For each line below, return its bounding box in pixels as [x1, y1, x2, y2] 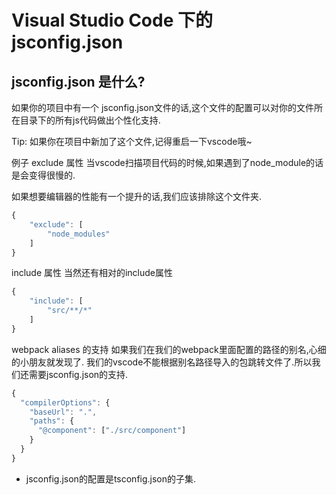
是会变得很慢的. [11, 169, 76, 181]
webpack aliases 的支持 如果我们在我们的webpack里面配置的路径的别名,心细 [11, 343, 327, 355]
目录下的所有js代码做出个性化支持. [19, 114, 161, 126]
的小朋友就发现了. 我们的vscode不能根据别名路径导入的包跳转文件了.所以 [11, 356, 313, 368]
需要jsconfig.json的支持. [28, 368, 129, 380]
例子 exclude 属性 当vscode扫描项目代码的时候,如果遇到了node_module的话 [11, 157, 324, 168]
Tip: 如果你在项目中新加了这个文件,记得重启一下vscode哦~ [11, 136, 253, 147]
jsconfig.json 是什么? [11, 73, 146, 90]
